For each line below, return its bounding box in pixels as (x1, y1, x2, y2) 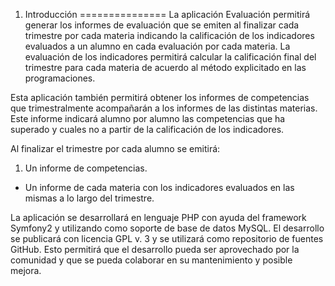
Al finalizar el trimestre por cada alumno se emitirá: (10, 143, 221, 154)
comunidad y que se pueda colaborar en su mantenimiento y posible (10, 254, 293, 266)
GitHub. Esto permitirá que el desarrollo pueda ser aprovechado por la (10, 244, 300, 255)
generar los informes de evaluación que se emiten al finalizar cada (24, 19, 300, 31)
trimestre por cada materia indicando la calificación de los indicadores (24, 30, 315, 41)
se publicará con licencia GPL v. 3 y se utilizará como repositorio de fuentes (10, 233, 324, 244)
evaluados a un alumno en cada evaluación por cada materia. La (24, 40, 291, 52)
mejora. (10, 265, 42, 276)
